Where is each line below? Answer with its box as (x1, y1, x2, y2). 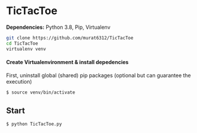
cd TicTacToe (6, 40, 38, 46)
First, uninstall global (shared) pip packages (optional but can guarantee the (6, 72, 191, 79)
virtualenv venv (6, 46, 46, 52)
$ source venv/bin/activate (6, 89, 76, 95)
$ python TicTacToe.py (6, 121, 62, 127)
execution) (6, 78, 33, 85)
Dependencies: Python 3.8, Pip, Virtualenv (6, 24, 111, 31)
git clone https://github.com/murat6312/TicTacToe (6, 35, 134, 41)
